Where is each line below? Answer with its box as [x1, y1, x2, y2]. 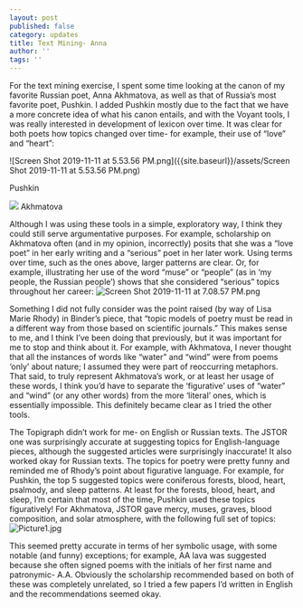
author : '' [9, 47, 51, 56]
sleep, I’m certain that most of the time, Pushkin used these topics [9, 494, 256, 505]
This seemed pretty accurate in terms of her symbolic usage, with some [9, 540, 278, 551]
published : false [9, 22, 75, 31]
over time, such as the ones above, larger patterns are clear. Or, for [9, 257, 260, 268]
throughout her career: [9, 286, 94, 297]
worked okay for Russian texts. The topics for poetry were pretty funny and [9, 456, 290, 466]
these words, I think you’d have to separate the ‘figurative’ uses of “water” [9, 381, 286, 391]
